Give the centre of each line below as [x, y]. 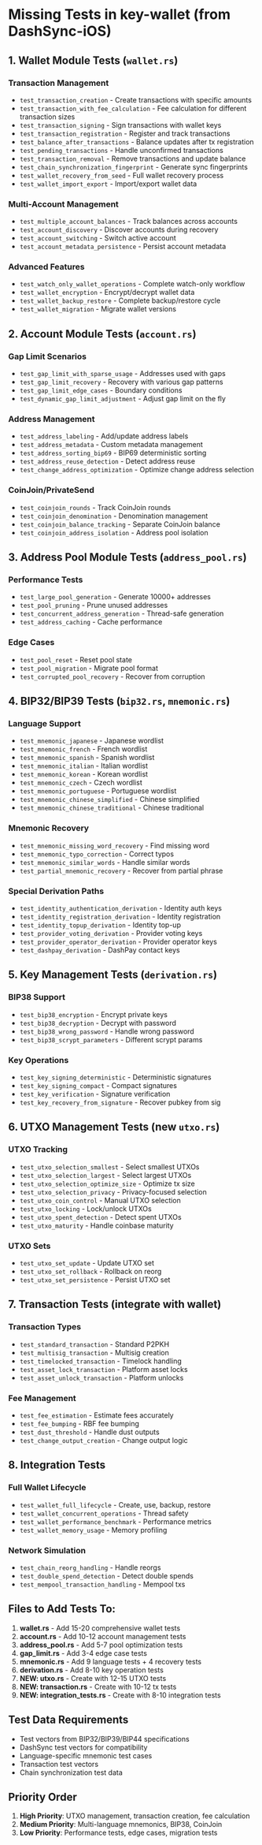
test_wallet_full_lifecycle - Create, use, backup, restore [115, 1504]
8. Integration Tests [57, 1465]
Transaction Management [59, 83]
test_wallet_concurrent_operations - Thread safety [104, 1513]
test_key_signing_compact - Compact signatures [98, 1085]
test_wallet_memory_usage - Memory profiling [93, 1530]
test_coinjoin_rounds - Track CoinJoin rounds [95, 507]
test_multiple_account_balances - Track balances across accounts [129, 222]
